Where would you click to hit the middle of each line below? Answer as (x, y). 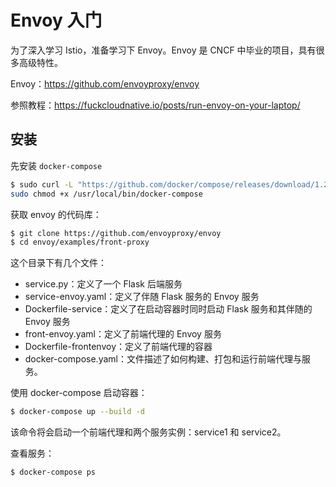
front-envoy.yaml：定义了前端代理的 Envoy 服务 (123, 334)
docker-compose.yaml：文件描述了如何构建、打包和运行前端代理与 (163, 359)
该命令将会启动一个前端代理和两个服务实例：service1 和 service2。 (148, 432)
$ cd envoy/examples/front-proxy (80, 242)
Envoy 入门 (56, 20)
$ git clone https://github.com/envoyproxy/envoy (116, 233)
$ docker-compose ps (53, 472)
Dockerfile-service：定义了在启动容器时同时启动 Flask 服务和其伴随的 (168, 309)
